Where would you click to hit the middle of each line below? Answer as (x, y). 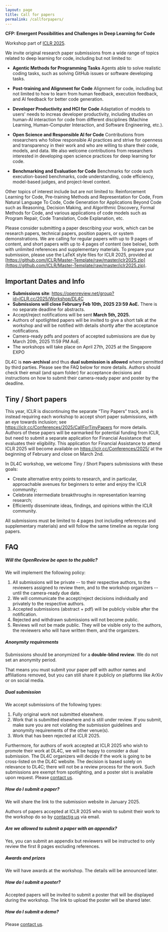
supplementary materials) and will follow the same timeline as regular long (82, 526)
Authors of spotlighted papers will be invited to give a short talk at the (85, 320)
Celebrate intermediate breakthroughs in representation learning (79, 495)
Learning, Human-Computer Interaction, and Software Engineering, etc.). (88, 125)
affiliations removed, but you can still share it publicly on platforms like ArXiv (84, 675)
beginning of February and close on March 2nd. (54, 454)
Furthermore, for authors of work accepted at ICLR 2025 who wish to (76, 745)
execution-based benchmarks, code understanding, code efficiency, (83, 177)
